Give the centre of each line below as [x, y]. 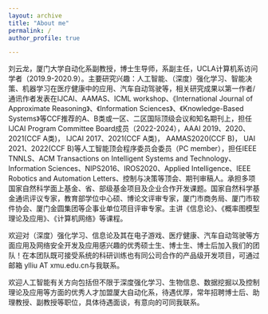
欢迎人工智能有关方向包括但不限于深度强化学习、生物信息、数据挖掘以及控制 [134, 282]
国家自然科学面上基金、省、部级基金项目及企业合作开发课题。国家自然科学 [130, 189]
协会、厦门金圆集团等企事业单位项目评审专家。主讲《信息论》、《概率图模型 [137, 209]
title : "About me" [39, 23]
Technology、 [213, 159]
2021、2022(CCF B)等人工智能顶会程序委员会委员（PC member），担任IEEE [132, 149]
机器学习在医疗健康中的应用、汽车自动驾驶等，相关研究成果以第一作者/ [139, 89]
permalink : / [30, 30]
